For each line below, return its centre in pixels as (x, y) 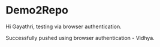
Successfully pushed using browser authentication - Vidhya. (80, 38)
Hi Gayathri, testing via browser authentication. (64, 26)
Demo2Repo (37, 10)
